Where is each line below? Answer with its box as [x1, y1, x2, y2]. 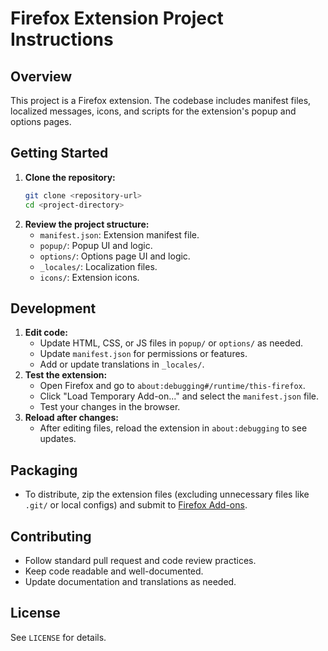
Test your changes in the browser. [39, 401, 181, 413]
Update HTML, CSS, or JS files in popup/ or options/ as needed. [39, 337, 304, 349]
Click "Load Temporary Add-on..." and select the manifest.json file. [39, 390, 320, 402]
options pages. [10, 116, 72, 127]
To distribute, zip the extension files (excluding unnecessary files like [24, 488, 310, 501]
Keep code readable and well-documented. [24, 565, 204, 577]
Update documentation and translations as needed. [24, 576, 237, 587]
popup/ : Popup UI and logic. [39, 239, 153, 251]
